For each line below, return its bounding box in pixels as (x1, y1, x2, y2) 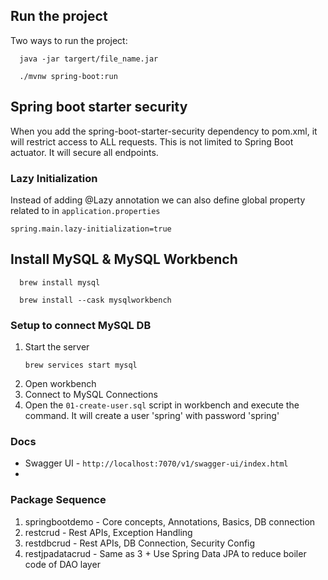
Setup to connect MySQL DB (10, 318, 152, 332)
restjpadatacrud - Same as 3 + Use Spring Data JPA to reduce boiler (24, 547, 307, 559)
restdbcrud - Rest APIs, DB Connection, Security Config (24, 537, 256, 549)
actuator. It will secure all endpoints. (10, 146, 159, 158)
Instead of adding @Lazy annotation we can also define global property (10, 194, 306, 206)
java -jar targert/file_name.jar (19, 54, 159, 64)
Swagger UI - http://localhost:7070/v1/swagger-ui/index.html (24, 457, 289, 469)
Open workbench (24, 378, 97, 390)
